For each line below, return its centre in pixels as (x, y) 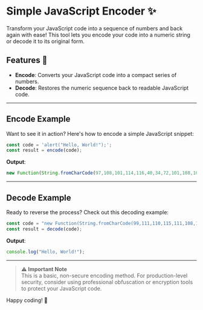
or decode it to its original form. (45, 41)
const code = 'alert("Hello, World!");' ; (59, 145)
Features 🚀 (27, 60)
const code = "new (29, 223)
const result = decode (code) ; (44, 229)
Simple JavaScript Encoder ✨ (81, 11)
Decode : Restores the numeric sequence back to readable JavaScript (102, 88)
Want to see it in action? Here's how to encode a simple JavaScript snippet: (100, 133)
